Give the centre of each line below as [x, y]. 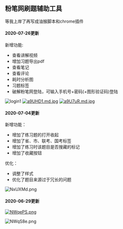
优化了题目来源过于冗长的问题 [41, 180]
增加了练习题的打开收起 [35, 135]
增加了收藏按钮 [27, 153]
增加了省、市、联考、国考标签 [41, 141]
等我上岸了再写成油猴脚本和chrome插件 [44, 21]
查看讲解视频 [25, 55]
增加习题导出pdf [28, 61]
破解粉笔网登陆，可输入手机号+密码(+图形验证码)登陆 [65, 92]
